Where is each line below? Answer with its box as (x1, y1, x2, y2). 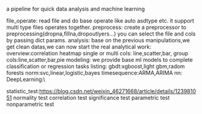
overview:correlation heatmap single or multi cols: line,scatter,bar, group (6, 50, 189, 57)
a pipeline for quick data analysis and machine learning (6, 6, 145, 12)
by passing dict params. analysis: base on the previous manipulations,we (6, 37, 190, 44)
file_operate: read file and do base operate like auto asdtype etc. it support (6, 17, 194, 24)
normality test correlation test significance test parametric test (13, 94, 170, 101)
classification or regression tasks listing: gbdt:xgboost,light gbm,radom (6, 63, 185, 70)
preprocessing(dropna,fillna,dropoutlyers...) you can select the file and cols (6, 30, 196, 37)
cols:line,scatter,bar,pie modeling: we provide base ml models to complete (6, 56, 193, 63)
